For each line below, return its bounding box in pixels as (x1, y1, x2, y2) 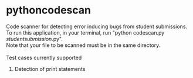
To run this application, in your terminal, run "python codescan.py (6, 29, 165, 36)
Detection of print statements (14, 65, 86, 72)
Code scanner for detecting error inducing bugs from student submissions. (6, 23, 188, 30)
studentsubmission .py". (6, 35, 63, 42)
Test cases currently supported (6, 54, 82, 61)
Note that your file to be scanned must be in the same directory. (6, 42, 161, 49)
